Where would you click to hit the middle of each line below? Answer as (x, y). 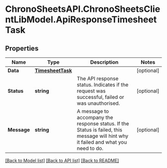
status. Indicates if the (103, 85)
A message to (93, 111)
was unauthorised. (98, 103)
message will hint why (103, 136)
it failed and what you (102, 142)
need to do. (90, 148)
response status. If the (103, 124)
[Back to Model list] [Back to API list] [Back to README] (62, 161)
